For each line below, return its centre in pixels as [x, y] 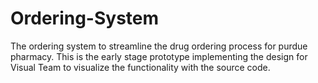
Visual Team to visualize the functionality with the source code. [140, 67]
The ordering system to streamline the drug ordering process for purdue [159, 46]
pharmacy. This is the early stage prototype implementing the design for [159, 56]
